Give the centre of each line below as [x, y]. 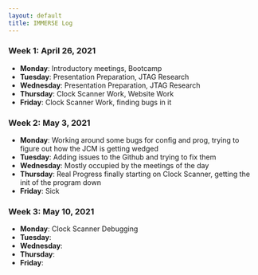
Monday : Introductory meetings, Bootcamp [91, 68]
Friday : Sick [39, 191]
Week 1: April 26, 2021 [52, 51]
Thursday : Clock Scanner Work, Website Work [97, 93]
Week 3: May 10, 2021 [51, 212]
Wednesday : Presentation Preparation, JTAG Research [110, 85]
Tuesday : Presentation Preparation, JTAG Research [104, 77]
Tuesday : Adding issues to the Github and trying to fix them [118, 157]
